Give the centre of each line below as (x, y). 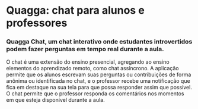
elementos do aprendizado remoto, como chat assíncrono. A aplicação (92, 68)
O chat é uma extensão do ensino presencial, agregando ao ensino (88, 62)
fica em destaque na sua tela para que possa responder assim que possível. (99, 88)
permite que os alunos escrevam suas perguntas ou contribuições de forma (99, 74)
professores (37, 23)
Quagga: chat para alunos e (76, 10)
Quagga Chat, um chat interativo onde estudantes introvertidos (99, 42)
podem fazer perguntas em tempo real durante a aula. (85, 49)
